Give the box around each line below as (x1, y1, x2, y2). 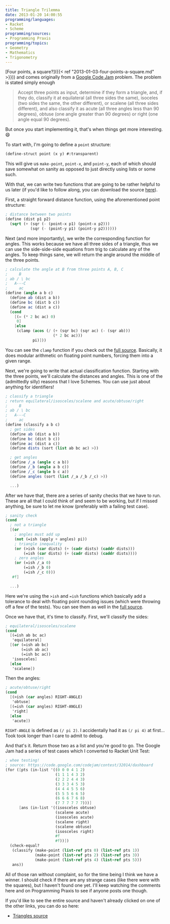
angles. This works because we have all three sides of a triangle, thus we (5, 240, 158, 247)
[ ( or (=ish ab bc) (10, 642, 49, 648)
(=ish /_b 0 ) (23, 565, 51, 570)
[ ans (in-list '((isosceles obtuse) (18, 805, 96, 810)
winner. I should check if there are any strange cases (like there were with (5, 877, 160, 883)
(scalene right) (55, 819, 90, 825)
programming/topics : (5, 41, 49, 46)
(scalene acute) (55, 810, 90, 815)
